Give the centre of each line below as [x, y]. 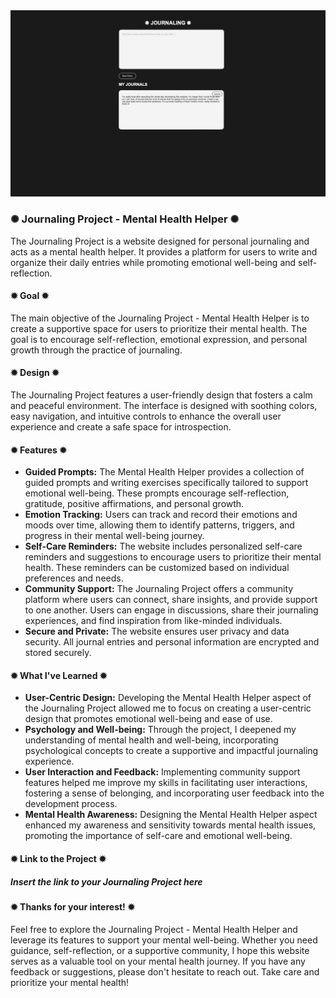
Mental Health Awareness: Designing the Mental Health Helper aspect [171, 815]
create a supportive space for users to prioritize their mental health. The [159, 328]
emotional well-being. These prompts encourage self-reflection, [157, 493]
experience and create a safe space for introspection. [121, 426]
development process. [71, 804]
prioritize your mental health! [70, 982]
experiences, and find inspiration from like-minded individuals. [153, 621]
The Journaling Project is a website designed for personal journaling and [160, 241]
